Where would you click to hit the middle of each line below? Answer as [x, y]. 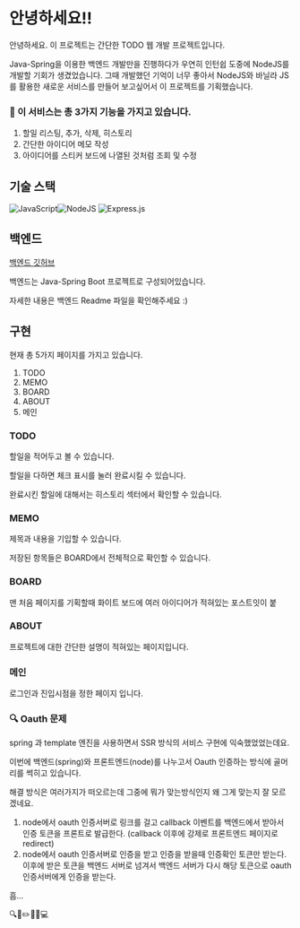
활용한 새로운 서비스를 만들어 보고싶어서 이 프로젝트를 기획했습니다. [136, 86]
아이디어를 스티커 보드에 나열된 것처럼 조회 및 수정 [109, 156]
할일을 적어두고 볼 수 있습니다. [62, 456]
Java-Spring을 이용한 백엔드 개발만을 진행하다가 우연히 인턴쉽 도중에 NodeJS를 [149, 64]
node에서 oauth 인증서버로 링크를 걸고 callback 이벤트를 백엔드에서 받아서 [153, 822]
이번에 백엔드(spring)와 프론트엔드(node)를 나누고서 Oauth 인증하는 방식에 [140, 762]
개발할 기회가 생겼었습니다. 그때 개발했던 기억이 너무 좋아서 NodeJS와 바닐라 [143, 75]
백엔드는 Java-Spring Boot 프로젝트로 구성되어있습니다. [107, 281]
